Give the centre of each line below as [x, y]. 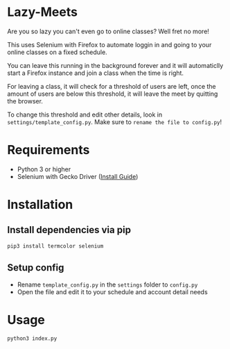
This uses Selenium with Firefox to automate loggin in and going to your [109, 44]
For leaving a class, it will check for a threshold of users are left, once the [112, 86]
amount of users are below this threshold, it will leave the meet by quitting [113, 94]
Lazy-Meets [43, 12]
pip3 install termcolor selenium [55, 246]
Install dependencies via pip [69, 230]
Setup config [36, 268]
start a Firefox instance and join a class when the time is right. [96, 73]
